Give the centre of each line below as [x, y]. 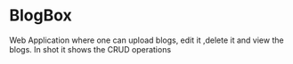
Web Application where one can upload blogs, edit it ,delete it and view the [146, 40]
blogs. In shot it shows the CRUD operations [90, 49]
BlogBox [41, 16]
